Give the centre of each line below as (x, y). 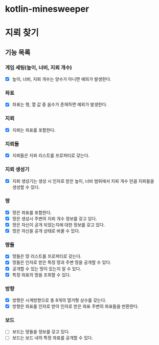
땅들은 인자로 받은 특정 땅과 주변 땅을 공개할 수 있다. (62, 262)
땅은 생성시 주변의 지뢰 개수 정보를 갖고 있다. (55, 218)
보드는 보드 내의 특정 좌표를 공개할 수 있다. (53, 338)
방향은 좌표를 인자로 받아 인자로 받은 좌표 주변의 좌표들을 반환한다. (75, 306)
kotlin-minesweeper (47, 9)
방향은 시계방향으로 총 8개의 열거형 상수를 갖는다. (59, 300)
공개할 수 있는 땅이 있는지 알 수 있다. (47, 269)
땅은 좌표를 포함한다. (32, 212)
